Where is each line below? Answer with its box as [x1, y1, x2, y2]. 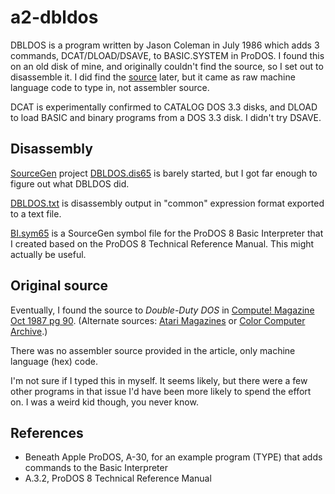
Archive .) [10, 325, 48, 337]
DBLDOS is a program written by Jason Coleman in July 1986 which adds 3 [10, 39, 320, 51]
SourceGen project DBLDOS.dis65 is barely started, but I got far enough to [10, 167, 318, 179]
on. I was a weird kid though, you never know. [10, 396, 199, 408]
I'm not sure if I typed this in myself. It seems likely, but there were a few [10, 374, 308, 386]
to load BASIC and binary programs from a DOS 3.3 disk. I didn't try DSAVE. [10, 111, 322, 123]
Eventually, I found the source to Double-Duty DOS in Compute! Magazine [10, 304, 315, 316]
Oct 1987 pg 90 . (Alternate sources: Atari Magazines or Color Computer [10, 314, 306, 326]
